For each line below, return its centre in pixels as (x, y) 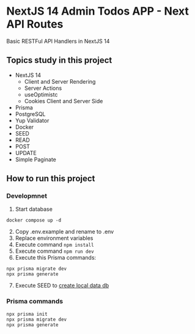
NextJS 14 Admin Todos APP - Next (98, 11)
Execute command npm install (54, 245)
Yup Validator (32, 120)
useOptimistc (41, 94)
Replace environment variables (54, 238)
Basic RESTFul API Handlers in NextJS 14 (58, 41)
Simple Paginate (36, 159)
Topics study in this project (59, 60)
